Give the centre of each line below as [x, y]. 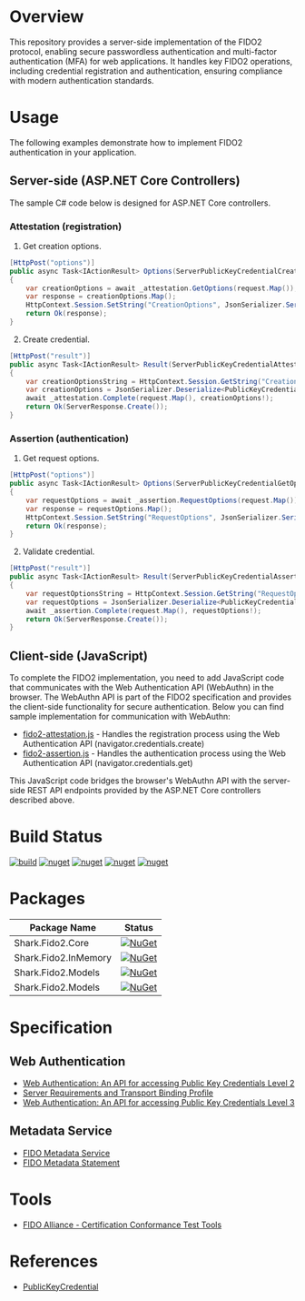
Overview [47, 17]
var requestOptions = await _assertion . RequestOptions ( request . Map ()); [164, 500]
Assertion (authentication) [69, 439]
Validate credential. [59, 551]
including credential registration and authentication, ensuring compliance [146, 71]
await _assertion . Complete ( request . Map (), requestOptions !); [143, 610]
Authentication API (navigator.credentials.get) [108, 763]
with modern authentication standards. [82, 80]
